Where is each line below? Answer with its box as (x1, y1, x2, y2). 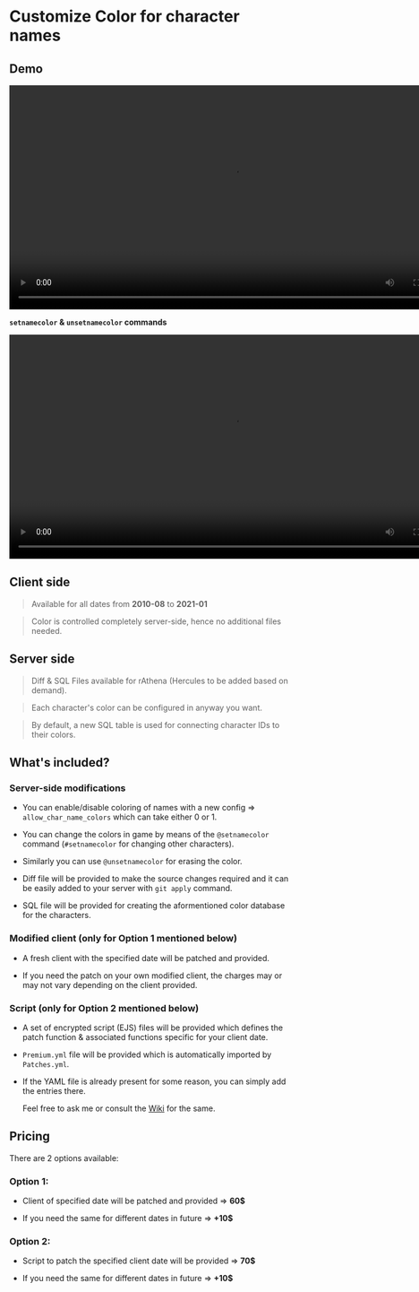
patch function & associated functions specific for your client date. (21, 1031, 269, 1042)
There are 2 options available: (9, 1152, 119, 1163)
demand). (30, 684, 67, 696)
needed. (30, 625, 63, 636)
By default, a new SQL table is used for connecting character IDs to (30, 719, 280, 730)
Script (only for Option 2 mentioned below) (9, 1002, 200, 1014)
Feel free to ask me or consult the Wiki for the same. (21, 1103, 216, 1114)
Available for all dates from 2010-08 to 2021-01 (30, 598, 208, 609)
